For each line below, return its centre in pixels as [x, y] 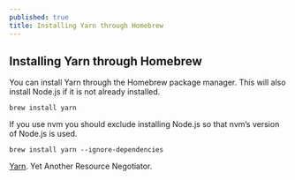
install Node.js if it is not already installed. [85, 92]
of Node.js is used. [43, 134]
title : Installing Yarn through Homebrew [87, 26]
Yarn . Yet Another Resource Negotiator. [81, 166]
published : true [39, 17]
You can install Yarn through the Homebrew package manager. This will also [147, 82]
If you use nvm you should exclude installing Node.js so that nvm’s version [144, 124]
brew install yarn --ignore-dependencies [87, 150]
